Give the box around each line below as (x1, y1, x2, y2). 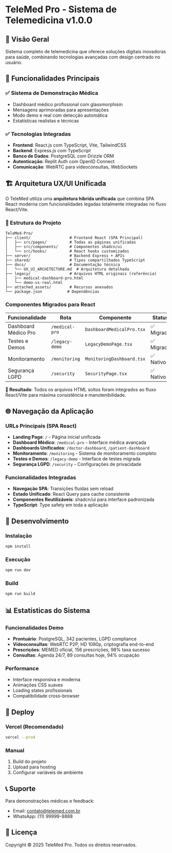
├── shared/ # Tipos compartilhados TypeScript (5, 258, 145, 263)
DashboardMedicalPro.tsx (85, 327, 146, 333)
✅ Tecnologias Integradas (5, 130, 71, 137)
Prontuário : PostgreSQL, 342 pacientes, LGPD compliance (12, 636, 137, 642)
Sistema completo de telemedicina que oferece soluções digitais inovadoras (5, 49, 166, 54)
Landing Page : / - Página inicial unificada (12, 434, 101, 440)
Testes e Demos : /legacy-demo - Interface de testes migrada (12, 456, 141, 462)
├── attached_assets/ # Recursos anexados (5, 285, 114, 290)
